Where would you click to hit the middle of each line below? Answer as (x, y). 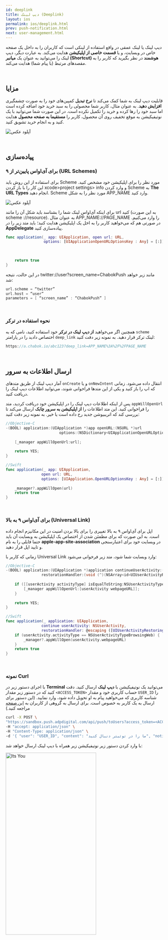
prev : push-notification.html (37, 28)
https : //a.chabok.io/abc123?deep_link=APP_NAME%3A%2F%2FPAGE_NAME (76, 346)
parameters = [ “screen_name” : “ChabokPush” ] (56, 298)
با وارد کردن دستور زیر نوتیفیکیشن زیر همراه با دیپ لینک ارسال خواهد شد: (74, 746)
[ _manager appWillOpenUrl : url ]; (48, 442)
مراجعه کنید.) (18, 708)
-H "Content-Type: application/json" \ (47, 732)
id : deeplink (19, 10)
